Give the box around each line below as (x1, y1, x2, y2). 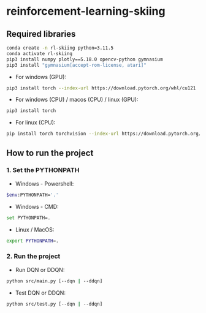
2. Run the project (6, 252, 61, 261)
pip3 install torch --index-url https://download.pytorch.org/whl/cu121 (6, 85, 196, 91)
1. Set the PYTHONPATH (6, 166, 80, 175)
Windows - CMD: (15, 203, 59, 210)
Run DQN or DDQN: (15, 266, 65, 273)
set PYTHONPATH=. (6, 214, 51, 221)
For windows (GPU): (15, 73, 66, 80)
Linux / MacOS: (15, 225, 55, 233)
